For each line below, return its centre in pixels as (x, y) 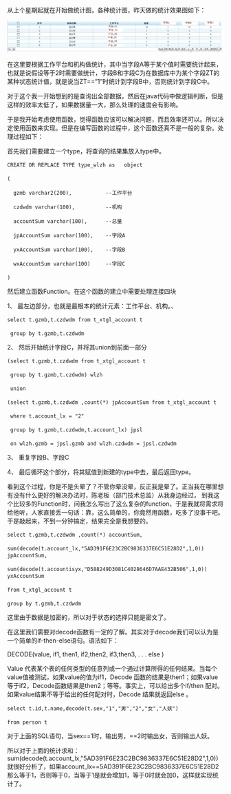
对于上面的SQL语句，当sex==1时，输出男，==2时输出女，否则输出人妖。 (110, 736)
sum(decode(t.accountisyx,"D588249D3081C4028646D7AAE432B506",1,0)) (107, 570)
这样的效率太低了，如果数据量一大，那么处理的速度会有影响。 (95, 105)
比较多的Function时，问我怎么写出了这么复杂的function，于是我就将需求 (115, 504)
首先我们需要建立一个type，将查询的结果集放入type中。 (86, 151)
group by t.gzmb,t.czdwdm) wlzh (56, 375)
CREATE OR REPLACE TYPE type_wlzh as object (75, 165)
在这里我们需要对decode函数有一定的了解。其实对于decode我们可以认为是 (113, 632)
